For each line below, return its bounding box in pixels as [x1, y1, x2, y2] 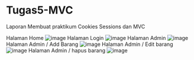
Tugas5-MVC [6, 4, 73, 17]
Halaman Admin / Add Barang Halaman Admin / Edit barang [6, 41, 173, 48]
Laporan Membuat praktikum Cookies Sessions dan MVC [6, 23, 145, 30]
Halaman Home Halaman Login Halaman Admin [6, 34, 166, 41]
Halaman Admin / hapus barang [28, 46, 106, 54]
